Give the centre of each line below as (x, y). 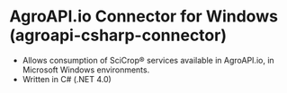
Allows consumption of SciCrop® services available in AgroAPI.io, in (148, 60)
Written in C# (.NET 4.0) (67, 79)
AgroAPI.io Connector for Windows (144, 17)
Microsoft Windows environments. (86, 70)
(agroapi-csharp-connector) (118, 35)
